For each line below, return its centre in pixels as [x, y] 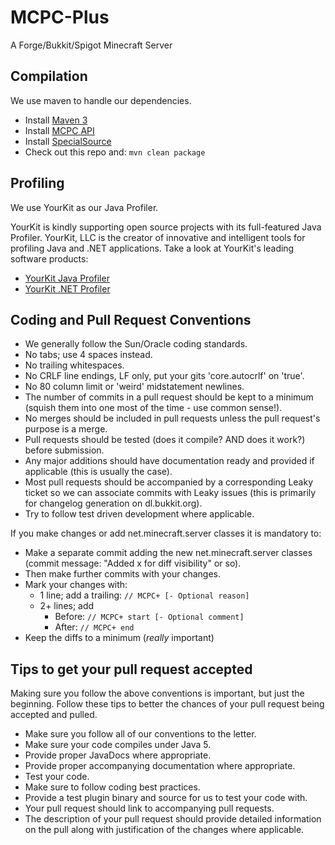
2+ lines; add [67, 606]
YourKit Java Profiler [67, 278]
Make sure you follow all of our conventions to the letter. [140, 734]
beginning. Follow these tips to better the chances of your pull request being [167, 704]
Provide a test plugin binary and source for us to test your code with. [166, 798]
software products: [49, 258]
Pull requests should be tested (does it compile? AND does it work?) [165, 440]
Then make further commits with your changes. [123, 574]
